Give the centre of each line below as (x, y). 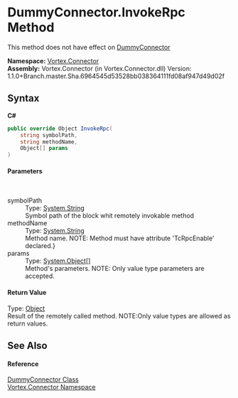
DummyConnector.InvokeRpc (97, 12)
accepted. (40, 276)
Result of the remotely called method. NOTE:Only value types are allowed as (119, 316)
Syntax (23, 98)
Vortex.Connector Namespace (52, 387)
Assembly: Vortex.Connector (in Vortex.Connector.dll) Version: (99, 68)
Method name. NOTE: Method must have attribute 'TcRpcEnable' (120, 238)
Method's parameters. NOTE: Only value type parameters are (115, 269)
